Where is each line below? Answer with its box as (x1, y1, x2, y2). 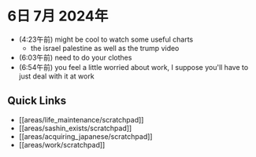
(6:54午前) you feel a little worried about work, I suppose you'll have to (18, 62, 249, 71)
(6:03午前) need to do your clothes (18, 53, 132, 62)
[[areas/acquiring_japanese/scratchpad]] (18, 131, 153, 141)
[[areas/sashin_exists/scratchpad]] (18, 123, 132, 133)
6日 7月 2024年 (7, 7, 109, 25)
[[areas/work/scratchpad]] (18, 140, 106, 149)
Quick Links (7, 94, 67, 108)
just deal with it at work (18, 71, 95, 81)
